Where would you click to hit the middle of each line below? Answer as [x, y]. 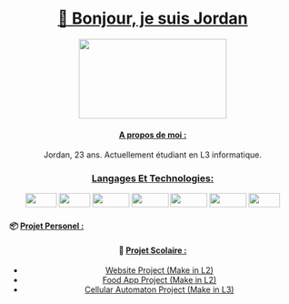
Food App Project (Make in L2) [159, 280]
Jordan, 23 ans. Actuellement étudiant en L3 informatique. [153, 155]
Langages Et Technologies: [153, 178]
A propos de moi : [153, 135]
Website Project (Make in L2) [159, 270]
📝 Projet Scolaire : [153, 250]
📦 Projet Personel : [47, 226]
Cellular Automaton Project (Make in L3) [159, 289]
